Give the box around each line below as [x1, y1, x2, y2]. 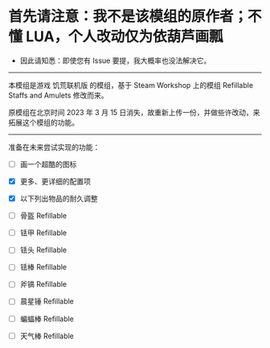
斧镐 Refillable [19, 280, 67, 289]
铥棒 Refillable [19, 263, 67, 272]
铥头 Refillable [19, 245, 67, 255]
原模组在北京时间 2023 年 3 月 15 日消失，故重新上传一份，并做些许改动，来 [8, 107, 260, 117]
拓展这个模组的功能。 [8, 118, 79, 127]
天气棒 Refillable [19, 331, 75, 341]
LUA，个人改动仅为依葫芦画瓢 [25, 27, 223, 46]
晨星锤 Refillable [19, 296, 75, 306]
